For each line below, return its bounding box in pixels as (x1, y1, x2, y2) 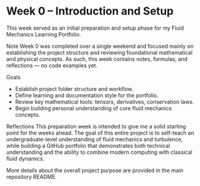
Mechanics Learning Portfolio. (6, 30, 82, 38)
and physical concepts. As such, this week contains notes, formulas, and (6, 55, 188, 62)
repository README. (6, 173, 57, 180)
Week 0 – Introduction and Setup (6, 4, 174, 18)
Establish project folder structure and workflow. (15, 85, 134, 92)
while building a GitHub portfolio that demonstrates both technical (6, 142, 170, 149)
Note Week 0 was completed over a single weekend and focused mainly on (6, 42, 194, 50)
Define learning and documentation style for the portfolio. (15, 91, 159, 99)
